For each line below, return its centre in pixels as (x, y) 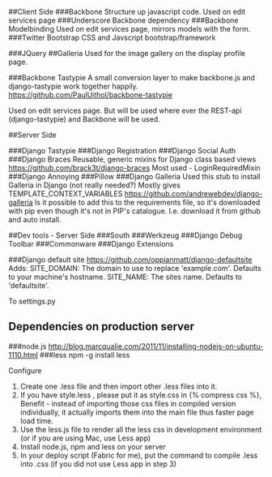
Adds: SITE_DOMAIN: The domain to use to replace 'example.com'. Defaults (135, 268)
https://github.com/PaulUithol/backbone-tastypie (90, 95)
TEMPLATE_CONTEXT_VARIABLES (66, 193)
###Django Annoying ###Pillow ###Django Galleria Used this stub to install (134, 176)
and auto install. (35, 219)
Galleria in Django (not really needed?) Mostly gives (94, 185)
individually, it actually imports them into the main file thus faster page (137, 412)
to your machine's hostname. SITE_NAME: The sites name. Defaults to (125, 277)
